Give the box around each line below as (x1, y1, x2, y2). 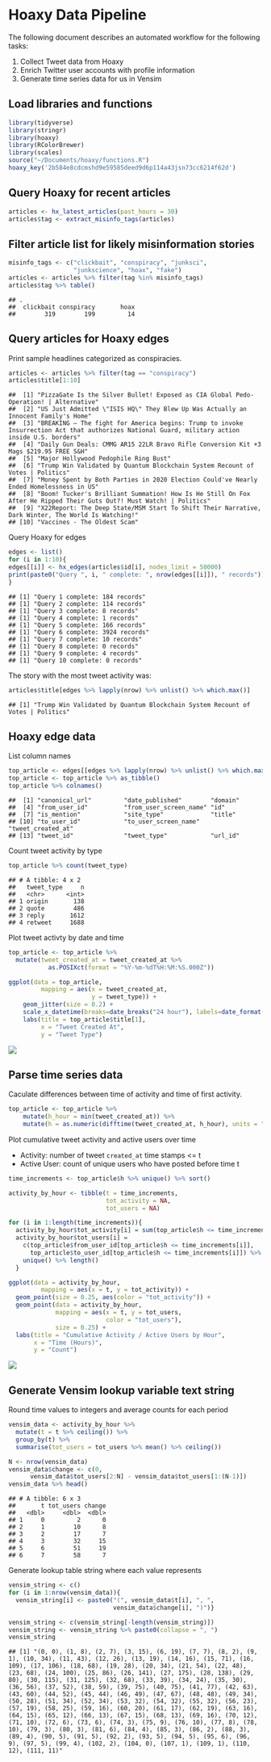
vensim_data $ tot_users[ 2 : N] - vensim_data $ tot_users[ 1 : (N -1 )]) (29, 1473, 248, 1481)
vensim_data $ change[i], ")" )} (112, 1604, 215, 1612)
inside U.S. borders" (8, 434, 81, 442)
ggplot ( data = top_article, (8, 978, 103, 986)
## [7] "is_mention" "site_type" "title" (8, 810, 236, 818)
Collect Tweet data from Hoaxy (19, 57, 124, 66)
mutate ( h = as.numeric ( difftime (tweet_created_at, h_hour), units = (23, 1121, 258, 1129)
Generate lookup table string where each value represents (8, 1566, 202, 1575)
